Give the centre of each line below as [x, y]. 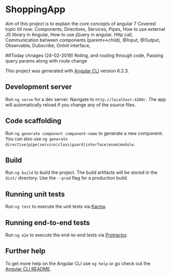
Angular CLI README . [28, 269]
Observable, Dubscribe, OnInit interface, [48, 45]
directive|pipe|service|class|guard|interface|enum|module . [70, 144]
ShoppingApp [35, 9]
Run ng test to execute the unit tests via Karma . [56, 207]
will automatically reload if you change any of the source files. [71, 105]
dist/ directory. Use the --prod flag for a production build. [67, 178]
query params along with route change [46, 61]
